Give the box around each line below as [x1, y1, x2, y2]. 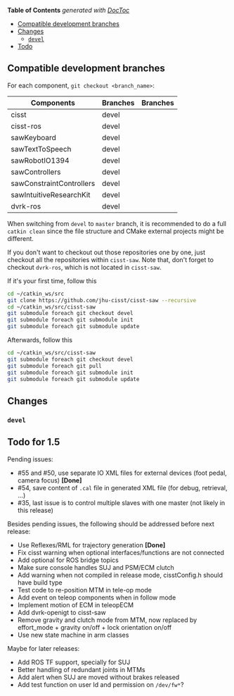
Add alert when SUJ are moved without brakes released [17, 673, 180, 681]
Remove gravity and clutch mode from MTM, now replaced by [17, 616, 197, 624]
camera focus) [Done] [17, 476, 82, 485]
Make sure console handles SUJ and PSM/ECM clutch [17, 563, 174, 571]
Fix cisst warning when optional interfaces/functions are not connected [17, 548, 225, 557]
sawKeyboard [11, 132, 56, 142]
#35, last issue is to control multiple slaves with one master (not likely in [17, 498, 226, 507]
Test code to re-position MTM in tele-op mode [17, 585, 152, 594]
